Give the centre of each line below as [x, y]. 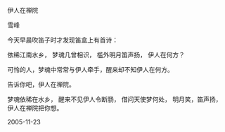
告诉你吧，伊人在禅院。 [41, 85]
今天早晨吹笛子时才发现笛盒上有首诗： [63, 40]
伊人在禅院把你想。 [35, 108]
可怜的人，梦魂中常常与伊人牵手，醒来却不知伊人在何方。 [90, 69]
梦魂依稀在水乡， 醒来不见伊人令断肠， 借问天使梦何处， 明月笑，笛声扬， [115, 99]
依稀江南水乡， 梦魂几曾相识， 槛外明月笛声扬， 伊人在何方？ [96, 55]
